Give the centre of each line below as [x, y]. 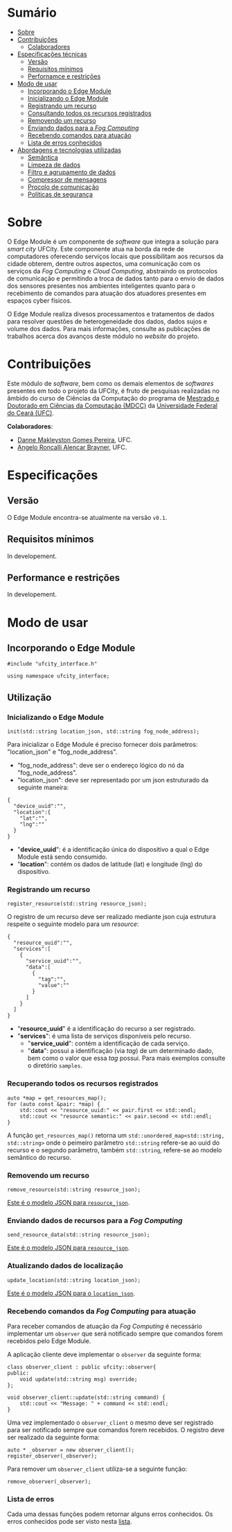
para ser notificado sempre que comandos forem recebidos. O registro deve [116, 1430]
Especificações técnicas [52, 54]
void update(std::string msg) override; [79, 1379]
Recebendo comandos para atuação [79, 135]
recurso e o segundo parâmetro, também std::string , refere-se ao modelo [115, 1150]
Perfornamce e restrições [64, 76]
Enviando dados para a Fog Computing [83, 128]
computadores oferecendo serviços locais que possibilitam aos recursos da [115, 256]
